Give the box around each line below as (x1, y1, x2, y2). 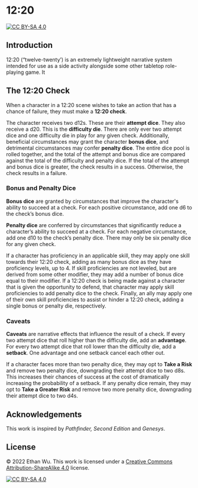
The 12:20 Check (6, 86, 70, 96)
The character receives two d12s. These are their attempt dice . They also (6, 119, 186, 126)
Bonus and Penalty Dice (6, 184, 76, 192)
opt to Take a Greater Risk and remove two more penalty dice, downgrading (6, 386, 192, 393)
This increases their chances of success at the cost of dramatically (6, 373, 170, 380)
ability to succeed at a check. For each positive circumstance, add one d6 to (6, 203, 192, 211)
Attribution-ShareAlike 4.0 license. (6, 464, 90, 471)
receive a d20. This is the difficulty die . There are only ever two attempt (6, 125, 182, 132)
